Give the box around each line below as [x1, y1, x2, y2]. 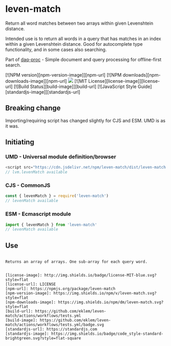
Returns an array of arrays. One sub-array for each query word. [5, 259, 147, 265]
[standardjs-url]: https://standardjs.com [5, 327, 97, 332]
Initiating [5, 138, 34, 147]
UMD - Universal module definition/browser [5, 153, 117, 160]
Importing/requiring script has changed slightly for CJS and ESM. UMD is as [5, 117, 165, 123]
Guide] [137, 83, 152, 89]
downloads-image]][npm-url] [5, 78, 67, 84]
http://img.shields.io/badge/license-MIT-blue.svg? [44, 273, 157, 278]
